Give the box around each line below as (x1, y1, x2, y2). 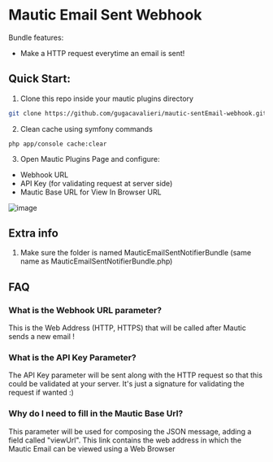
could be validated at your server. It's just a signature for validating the (8, 379, 245, 389)
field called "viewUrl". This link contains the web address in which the (8, 435, 242, 445)
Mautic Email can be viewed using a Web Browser (8, 443, 175, 453)
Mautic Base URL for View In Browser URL (19, 187, 162, 197)
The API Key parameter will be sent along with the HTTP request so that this (8, 370, 262, 380)
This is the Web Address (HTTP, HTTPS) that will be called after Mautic (8, 323, 246, 333)
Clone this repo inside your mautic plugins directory (19, 94, 193, 103)
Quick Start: (8, 72, 71, 86)
